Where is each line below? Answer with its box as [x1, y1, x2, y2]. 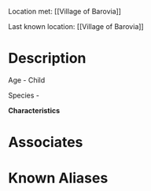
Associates [8, 134, 83, 152]
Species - [8, 90, 40, 100]
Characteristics [8, 105, 61, 115]
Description [8, 50, 87, 68]
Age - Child [8, 75, 46, 85]
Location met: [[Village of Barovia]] [8, 7, 122, 16]
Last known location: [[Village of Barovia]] [8, 22, 144, 31]
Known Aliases [8, 169, 109, 187]
